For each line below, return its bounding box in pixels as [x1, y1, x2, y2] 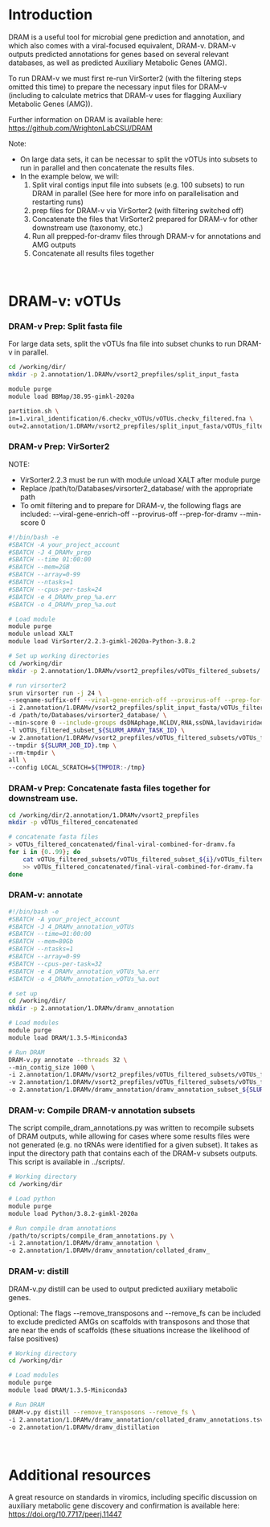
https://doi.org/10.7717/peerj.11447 [8, 1509, 122, 1519]
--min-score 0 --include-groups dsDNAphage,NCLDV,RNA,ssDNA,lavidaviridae [8, 719, 264, 727]
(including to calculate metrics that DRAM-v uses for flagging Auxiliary [8, 90, 242, 100]
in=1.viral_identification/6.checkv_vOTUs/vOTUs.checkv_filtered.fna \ [8, 414, 253, 423]
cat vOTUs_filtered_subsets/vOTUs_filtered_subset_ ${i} [22, 855, 215, 864]
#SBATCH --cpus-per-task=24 [8, 585, 103, 593]
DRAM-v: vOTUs [8, 292, 121, 310]
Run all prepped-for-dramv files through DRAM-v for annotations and [31, 231, 261, 240]
